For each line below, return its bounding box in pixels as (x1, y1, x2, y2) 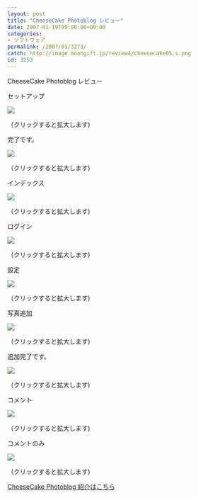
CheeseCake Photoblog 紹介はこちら (7, 482, 115, 491)
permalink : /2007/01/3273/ (7, 43, 87, 50)
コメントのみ (7, 438, 45, 447)
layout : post (7, 10, 46, 18)
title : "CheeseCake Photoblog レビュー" (7, 17, 124, 24)
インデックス (7, 179, 45, 187)
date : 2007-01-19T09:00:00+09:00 (7, 23, 106, 30)
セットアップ (7, 91, 45, 100)
